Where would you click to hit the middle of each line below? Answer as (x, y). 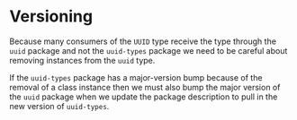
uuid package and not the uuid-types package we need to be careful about (148, 50)
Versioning (51, 17)
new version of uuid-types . (59, 106)
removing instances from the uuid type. (82, 60)
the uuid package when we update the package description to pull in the (144, 97)
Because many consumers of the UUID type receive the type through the (143, 41)
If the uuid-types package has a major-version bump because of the (136, 77)
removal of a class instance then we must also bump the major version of (145, 87)
